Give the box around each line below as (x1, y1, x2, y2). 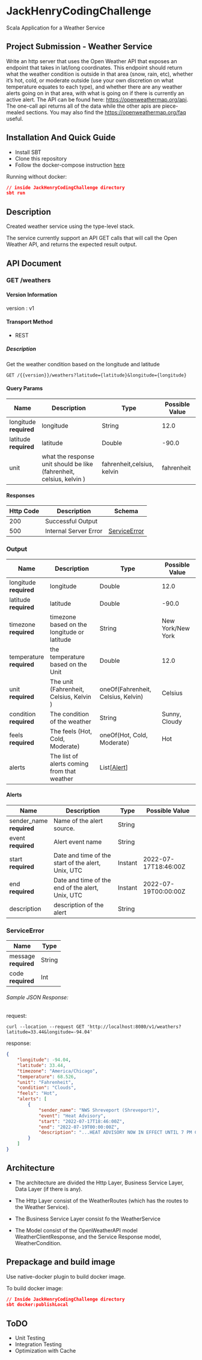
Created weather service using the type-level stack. (6, 223, 135, 230)
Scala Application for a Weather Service (6, 24, 105, 31)
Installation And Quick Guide (6, 132, 116, 143)
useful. (6, 115, 23, 122)
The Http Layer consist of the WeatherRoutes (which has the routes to (14, 1197, 189, 1204)
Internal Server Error (44, 527, 103, 535)
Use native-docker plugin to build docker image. (6, 1273, 126, 1280)
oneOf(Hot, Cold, (99, 731, 148, 739)
